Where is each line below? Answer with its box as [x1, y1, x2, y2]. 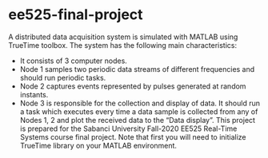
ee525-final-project [8, 6, 143, 24]
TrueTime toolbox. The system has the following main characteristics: [8, 40, 238, 49]
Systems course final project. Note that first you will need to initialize [19, 132, 246, 141]
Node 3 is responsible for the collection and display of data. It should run [19, 98, 261, 108]
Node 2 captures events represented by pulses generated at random [19, 81, 246, 91]
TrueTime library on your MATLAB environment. [19, 140, 178, 150]
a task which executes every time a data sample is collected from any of [19, 106, 258, 117]
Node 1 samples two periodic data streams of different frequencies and [19, 64, 255, 73]
